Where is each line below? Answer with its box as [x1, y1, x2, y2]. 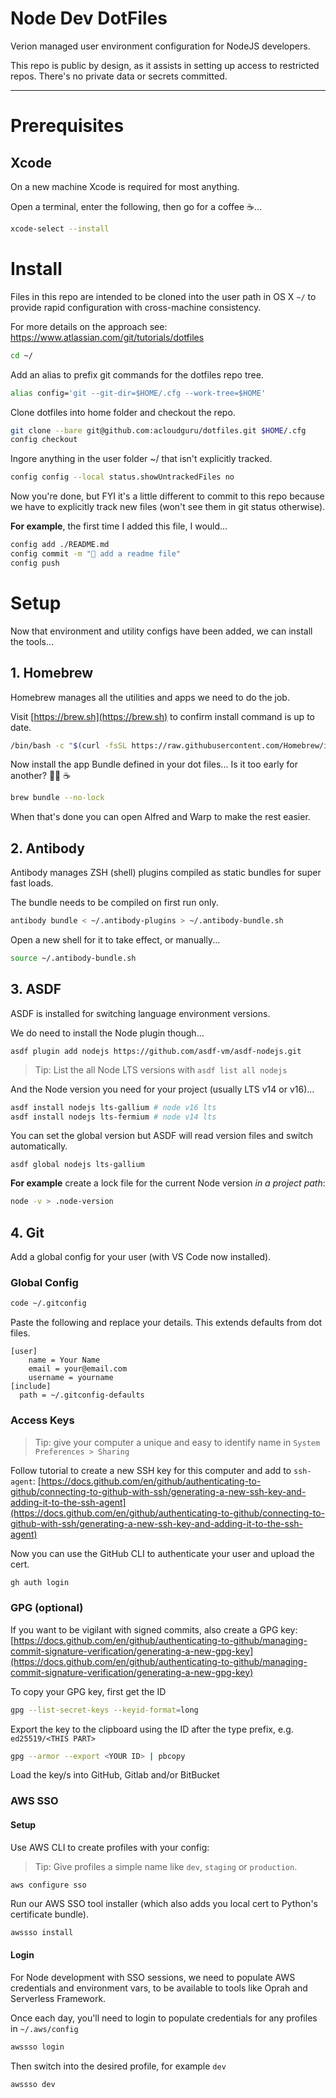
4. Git [10, 1224, 45, 1241]
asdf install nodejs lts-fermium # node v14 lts [10, 1112, 217, 1122]
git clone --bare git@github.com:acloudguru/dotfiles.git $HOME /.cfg [10, 425, 307, 436]
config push [10, 558, 60, 568]
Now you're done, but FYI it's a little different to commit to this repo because [10, 490, 325, 502]
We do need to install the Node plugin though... [10, 1027, 205, 1039]
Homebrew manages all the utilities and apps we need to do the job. [10, 691, 290, 703]
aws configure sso [10, 1880, 87, 1890]
